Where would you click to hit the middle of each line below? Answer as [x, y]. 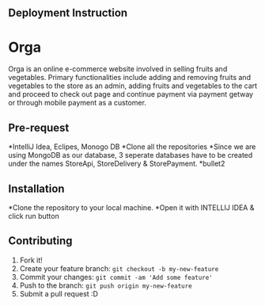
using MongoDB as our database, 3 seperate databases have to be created [131, 155]
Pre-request [39, 127]
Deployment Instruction [68, 13]
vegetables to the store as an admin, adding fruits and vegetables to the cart [133, 86]
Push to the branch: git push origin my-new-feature [106, 285]
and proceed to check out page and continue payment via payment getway [131, 94]
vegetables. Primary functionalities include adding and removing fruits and [130, 78]
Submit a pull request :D [59, 293]
